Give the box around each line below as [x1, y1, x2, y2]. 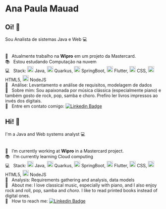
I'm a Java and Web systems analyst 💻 [5, 131, 86, 137]
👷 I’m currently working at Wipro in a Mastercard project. [5, 148, 124, 154]
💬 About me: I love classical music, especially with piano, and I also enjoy [5, 182, 157, 188]
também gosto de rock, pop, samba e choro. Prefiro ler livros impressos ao [5, 93, 158, 99]
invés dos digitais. [5, 98, 42, 104]
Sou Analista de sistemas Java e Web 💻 [5, 36, 88, 42]
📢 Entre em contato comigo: [5, 103, 64, 109]
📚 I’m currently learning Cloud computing [5, 153, 93, 159]
